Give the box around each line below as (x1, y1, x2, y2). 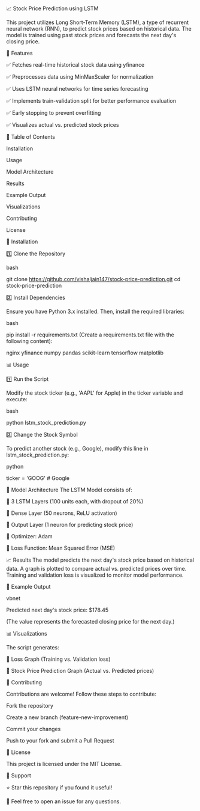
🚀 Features (6, 50, 33, 56)
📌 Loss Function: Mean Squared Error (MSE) (6, 544, 116, 551)
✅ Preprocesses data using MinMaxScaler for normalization (6, 73, 154, 80)
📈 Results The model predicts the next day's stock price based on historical (6, 556, 195, 563)
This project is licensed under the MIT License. (6, 761, 122, 767)
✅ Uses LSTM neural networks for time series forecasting (6, 85, 149, 92)
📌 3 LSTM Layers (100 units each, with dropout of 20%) (6, 498, 144, 505)
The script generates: (6, 644, 60, 651)
